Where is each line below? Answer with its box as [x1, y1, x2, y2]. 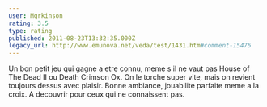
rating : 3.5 [8, 19, 49, 27]
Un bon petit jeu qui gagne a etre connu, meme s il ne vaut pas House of [8, 64, 250, 73]
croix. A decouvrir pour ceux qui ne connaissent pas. [8, 89, 185, 99]
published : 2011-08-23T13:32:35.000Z [8, 34, 136, 43]
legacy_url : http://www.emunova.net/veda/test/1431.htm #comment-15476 [8, 42, 252, 50]
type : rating [8, 27, 53, 35]
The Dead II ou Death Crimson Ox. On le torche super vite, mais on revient [8, 72, 256, 82]
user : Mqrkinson [8, 11, 63, 20]
